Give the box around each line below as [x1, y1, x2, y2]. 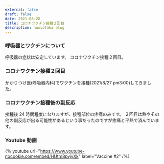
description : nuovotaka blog [5, 25, 65, 30]
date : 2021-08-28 [5, 16, 41, 21]
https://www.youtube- [40, 148, 85, 154]
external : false [5, 7, 38, 12]
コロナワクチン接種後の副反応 [5, 99, 76, 106]
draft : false [5, 12, 32, 17]
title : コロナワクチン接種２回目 [5, 20, 65, 26]
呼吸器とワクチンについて [5, 42, 65, 49]
